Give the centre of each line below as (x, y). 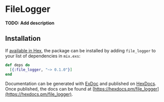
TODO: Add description (30, 23)
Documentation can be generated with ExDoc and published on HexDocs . (81, 84)
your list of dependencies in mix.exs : (43, 56)
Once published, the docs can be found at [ (50, 89)
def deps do (17, 65)
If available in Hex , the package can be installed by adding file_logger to (81, 50)
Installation (23, 39)
